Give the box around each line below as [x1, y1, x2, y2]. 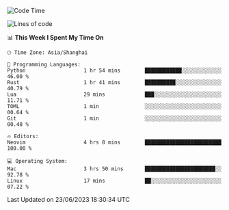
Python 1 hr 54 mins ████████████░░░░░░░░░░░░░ [7, 67, 222, 74]
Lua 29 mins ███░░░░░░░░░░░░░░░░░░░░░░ [7, 91, 222, 98]
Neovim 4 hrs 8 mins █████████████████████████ [7, 139, 222, 146]
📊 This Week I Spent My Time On [7, 34, 104, 41]
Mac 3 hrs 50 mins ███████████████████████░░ [7, 166, 222, 172]
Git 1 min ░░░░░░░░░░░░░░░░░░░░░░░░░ [7, 115, 222, 122]
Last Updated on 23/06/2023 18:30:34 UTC [7, 196, 130, 203]
